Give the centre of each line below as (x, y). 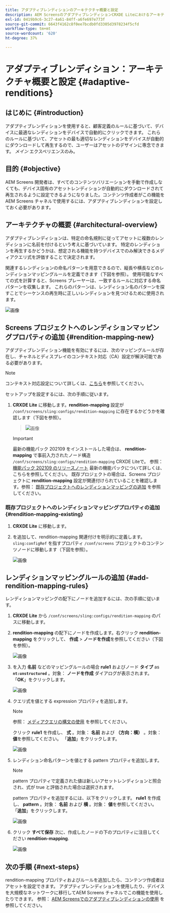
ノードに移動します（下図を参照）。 (54, 549)
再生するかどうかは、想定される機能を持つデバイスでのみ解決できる (85, 251)
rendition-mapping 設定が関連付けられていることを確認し (92, 481)
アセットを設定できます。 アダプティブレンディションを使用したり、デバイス (85, 886)
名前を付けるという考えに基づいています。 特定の (83, 244)
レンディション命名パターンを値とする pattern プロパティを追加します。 (87, 761)
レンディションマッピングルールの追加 (65, 578)
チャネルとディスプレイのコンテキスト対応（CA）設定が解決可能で (88, 356)
